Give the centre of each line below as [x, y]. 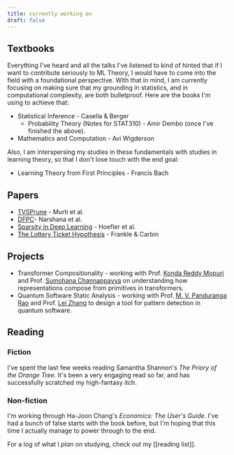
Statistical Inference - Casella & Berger [73, 116]
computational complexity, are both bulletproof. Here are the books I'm [109, 95]
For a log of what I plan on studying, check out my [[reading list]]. [102, 444]
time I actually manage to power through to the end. [82, 430]
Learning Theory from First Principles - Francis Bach [93, 173]
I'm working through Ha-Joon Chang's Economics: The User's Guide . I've [113, 415]
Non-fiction [27, 400]
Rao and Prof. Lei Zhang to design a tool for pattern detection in [109, 302]
